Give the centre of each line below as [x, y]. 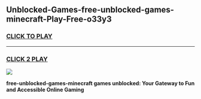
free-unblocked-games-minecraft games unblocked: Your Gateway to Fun [100, 83]
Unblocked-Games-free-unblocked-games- [90, 10]
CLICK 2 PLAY [27, 59]
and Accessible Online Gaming [45, 89]
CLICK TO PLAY [29, 37]
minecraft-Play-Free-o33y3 [59, 19]
